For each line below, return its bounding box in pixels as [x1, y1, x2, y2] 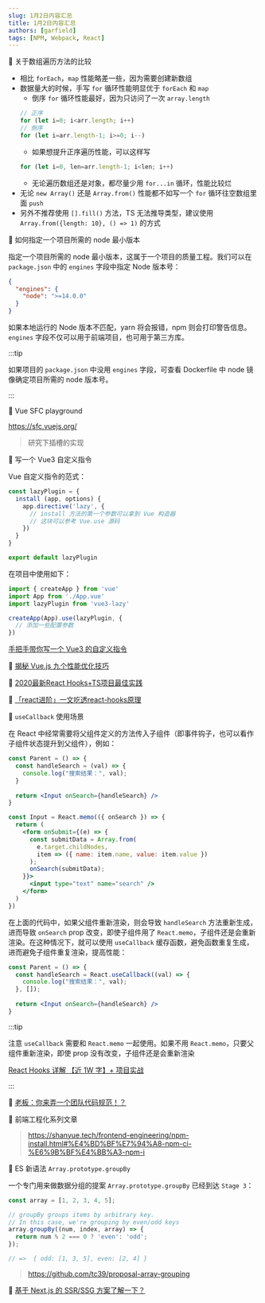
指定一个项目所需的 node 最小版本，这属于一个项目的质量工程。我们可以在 [8, 251, 252, 261]
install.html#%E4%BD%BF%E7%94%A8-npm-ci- [27, 1138, 193, 1148]
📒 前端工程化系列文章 [8, 1114, 78, 1124]
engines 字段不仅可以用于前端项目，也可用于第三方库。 [8, 333, 189, 342]
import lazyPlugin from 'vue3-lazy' [8, 600, 130, 608]
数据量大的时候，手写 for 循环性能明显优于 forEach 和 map [19, 84, 209, 93]
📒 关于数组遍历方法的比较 [8, 56, 92, 66]
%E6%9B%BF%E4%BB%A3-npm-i [27, 1147, 146, 1157]
